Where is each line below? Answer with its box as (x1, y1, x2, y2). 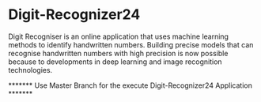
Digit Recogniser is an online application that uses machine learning (8, 32, 229, 41)
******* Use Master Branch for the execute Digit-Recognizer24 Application (8, 81, 253, 90)
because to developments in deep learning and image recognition (8, 57, 223, 66)
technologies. (8, 65, 53, 74)
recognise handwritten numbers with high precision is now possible (8, 48, 229, 58)
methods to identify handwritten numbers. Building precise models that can (8, 40, 254, 49)
